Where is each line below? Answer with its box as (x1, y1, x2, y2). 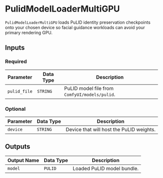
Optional (5, 105, 26, 112)
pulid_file (7, 89, 33, 94)
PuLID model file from (64, 85, 114, 91)
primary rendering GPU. (5, 30, 52, 35)
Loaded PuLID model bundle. (72, 165, 139, 172)
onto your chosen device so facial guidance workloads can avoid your (5, 24, 146, 30)
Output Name (7, 157, 39, 163)
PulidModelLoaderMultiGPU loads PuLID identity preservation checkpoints (5, 19, 151, 25)
